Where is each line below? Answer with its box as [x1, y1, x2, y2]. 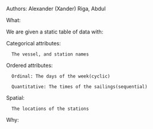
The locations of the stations [11, 106, 89, 112]
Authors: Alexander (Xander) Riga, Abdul [6, 5, 106, 12]
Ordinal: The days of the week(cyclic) [11, 73, 111, 79]
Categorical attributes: [6, 40, 61, 47]
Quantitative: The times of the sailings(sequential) [11, 84, 148, 90]
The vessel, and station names [11, 51, 89, 57]
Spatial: [6, 94, 25, 101]
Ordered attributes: [6, 62, 53, 69]
